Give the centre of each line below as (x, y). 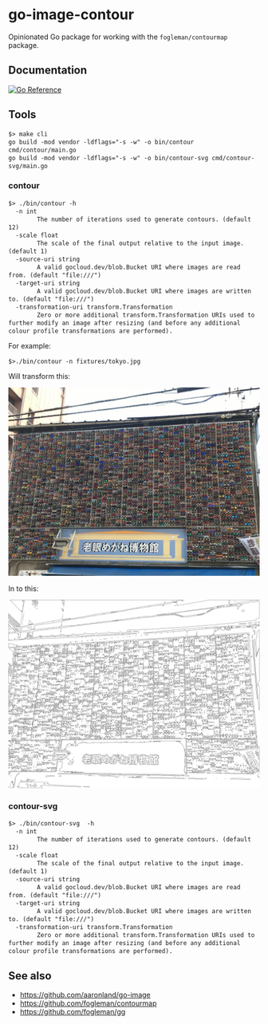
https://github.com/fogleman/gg (73, 1011)
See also (30, 976)
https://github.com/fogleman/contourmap (88, 1003)
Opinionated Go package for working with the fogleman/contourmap (118, 37)
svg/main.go (28, 166)
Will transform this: (39, 376)
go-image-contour (71, 15)
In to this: (24, 589)
